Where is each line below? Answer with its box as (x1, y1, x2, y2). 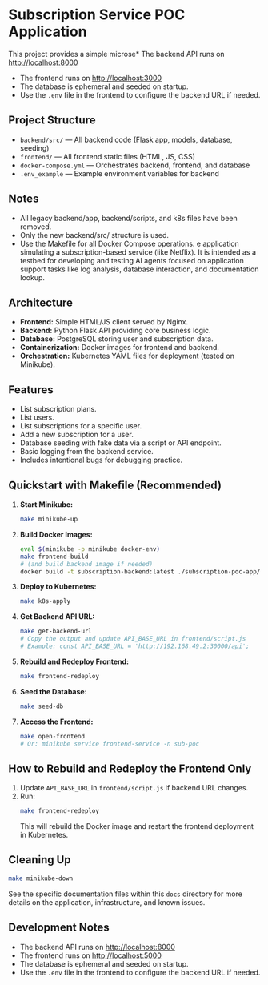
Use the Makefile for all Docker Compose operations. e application (19, 239, 240, 248)
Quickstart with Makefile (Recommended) (8, 478, 222, 492)
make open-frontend (19, 732, 86, 740)
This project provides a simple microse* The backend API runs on (8, 49, 226, 58)
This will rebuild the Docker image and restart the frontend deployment (19, 822, 254, 831)
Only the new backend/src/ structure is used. (19, 230, 170, 239)
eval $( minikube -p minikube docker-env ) (19, 545, 161, 553)
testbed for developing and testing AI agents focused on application (19, 255, 244, 265)
